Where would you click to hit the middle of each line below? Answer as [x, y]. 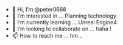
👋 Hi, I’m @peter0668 [39, 9]
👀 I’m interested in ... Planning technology [64, 16]
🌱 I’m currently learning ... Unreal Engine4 [65, 22]
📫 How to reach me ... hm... [47, 36]
